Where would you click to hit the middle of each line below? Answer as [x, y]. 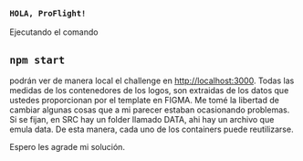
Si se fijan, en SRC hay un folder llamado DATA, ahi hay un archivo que [142, 120]
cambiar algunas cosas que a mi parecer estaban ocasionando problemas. [150, 110]
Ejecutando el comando [54, 32]
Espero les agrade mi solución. [68, 147]
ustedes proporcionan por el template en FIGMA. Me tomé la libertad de [145, 101]
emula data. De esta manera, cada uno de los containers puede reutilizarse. [151, 129]
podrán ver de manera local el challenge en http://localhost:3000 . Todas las [152, 80]
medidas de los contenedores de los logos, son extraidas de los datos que [149, 91]
